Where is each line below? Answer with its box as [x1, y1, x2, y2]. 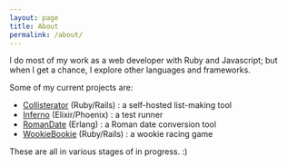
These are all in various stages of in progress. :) [9, 146, 188, 157]
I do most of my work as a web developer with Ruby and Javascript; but [9, 55, 278, 66]
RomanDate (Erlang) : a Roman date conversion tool [22, 119, 216, 130]
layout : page [9, 13, 59, 23]
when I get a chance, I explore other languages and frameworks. [9, 64, 252, 75]
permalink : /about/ [9, 30, 84, 39]
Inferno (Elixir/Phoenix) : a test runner [22, 110, 163, 121]
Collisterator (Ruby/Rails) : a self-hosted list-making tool [22, 100, 233, 111]
